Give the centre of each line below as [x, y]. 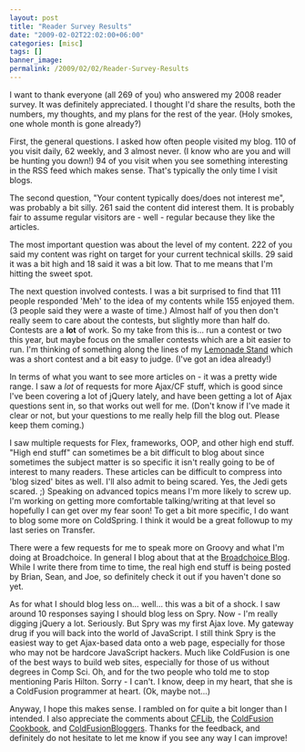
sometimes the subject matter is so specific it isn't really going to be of [142, 462]
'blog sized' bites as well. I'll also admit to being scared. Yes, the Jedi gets [149, 481]
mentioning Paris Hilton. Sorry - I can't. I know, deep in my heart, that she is [151, 681]
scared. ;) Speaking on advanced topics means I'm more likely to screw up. [150, 491]
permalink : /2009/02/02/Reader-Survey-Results [99, 69]
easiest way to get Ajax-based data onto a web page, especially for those [147, 643]
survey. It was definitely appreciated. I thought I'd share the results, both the [152, 104]
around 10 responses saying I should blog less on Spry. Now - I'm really [144, 613]
